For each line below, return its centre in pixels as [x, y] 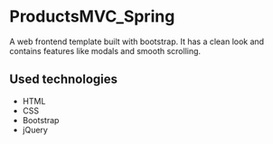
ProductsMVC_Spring [92, 17]
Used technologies [64, 80]
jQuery [35, 130]
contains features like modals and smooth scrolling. [105, 50]
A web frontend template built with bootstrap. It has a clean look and [137, 41]
